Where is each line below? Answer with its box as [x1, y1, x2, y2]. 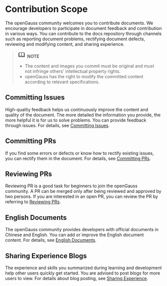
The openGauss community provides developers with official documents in [5, 227, 159, 233]
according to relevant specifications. [24, 79, 100, 85]
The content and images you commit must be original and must [24, 63, 155, 69]
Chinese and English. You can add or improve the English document [5, 232, 144, 238]
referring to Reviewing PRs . [5, 199, 61, 205]
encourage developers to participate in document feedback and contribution [5, 25, 162, 31]
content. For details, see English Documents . [5, 237, 97, 243]
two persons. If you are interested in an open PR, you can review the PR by [5, 193, 158, 200]
